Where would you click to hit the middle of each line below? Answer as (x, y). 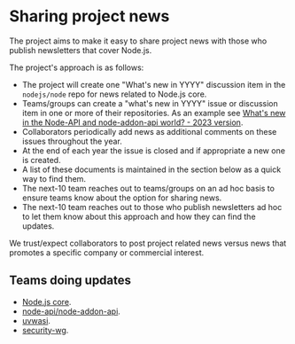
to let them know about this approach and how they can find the (139, 216)
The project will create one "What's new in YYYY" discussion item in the (154, 84)
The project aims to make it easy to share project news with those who (138, 41)
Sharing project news (89, 16)
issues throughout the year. (72, 141)
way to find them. (54, 178)
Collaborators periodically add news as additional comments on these (149, 131)
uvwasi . (36, 320)
